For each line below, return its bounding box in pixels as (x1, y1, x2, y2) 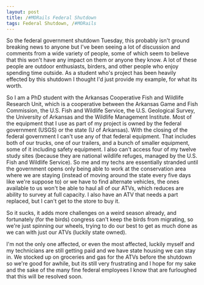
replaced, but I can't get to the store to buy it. (6, 197, 120, 205)
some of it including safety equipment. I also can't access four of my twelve (6, 146, 197, 153)
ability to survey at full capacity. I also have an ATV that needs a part (6, 191, 178, 199)
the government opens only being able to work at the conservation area (6, 165, 186, 172)
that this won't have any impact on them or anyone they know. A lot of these (6, 56, 197, 64)
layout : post (6, 9, 40, 15)
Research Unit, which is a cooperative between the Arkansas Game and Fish (6, 100, 198, 108)
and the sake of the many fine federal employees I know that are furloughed (6, 266, 197, 274)
